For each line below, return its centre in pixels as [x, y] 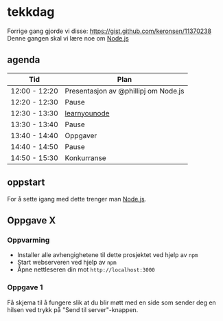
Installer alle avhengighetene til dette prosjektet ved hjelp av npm [107, 255]
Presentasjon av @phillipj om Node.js [125, 91]
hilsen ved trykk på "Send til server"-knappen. [73, 309]
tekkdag [31, 12]
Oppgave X [32, 220]
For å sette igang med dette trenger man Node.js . [77, 199]
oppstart [26, 182]
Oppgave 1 [25, 287]
